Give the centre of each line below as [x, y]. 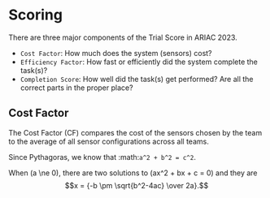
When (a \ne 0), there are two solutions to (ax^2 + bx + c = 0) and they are [133, 173]
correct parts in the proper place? [76, 88]
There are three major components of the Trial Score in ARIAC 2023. [123, 37]
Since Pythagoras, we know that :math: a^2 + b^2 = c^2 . [102, 157]
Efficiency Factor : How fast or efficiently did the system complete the [139, 62]
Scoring [36, 15]
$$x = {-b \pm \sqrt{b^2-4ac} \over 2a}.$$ [137, 185]
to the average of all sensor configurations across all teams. [109, 141]
